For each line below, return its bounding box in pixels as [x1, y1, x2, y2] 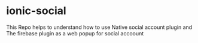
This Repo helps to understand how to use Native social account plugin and [6, 24, 193, 31]
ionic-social [6, 4, 67, 18]
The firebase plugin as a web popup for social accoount [6, 29, 144, 37]
